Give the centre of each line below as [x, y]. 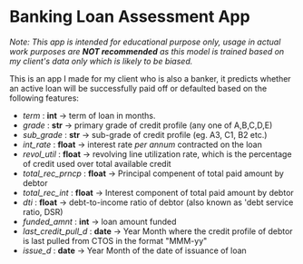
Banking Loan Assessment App [130, 17]
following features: [44, 98]
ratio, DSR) [43, 211]
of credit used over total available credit [97, 163]
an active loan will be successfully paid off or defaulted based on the [138, 88]
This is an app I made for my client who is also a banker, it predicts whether [151, 78]
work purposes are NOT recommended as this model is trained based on [147, 51]
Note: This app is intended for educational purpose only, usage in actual [145, 42]
